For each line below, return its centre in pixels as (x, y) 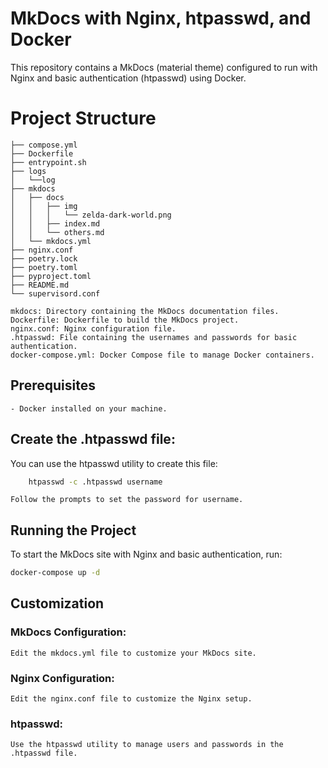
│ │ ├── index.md (55, 223)
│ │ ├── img (44, 206)
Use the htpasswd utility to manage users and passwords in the (147, 745)
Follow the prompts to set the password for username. (127, 500)
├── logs (28, 171)
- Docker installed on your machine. (89, 408)
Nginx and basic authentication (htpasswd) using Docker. (128, 78)
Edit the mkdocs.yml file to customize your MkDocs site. (133, 653)
